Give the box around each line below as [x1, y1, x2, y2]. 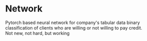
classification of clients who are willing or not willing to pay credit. [5, 24, 142, 30]
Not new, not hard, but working [5, 30, 70, 36]
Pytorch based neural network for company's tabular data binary [5, 19, 140, 25]
